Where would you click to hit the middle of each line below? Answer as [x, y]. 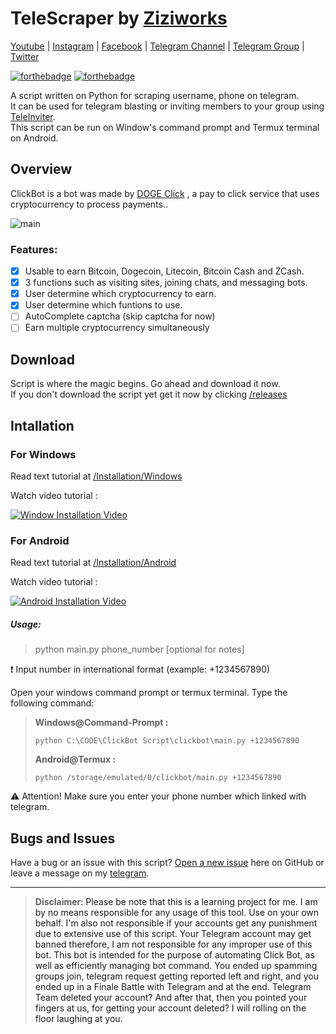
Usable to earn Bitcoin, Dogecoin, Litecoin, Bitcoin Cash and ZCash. [164, 271]
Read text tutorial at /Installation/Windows [96, 476]
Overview [41, 169]
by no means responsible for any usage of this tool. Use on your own [177, 912]
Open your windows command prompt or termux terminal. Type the [149, 693]
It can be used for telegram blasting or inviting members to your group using [167, 106]
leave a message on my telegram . [80, 873]
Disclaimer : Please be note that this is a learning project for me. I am [176, 901]
